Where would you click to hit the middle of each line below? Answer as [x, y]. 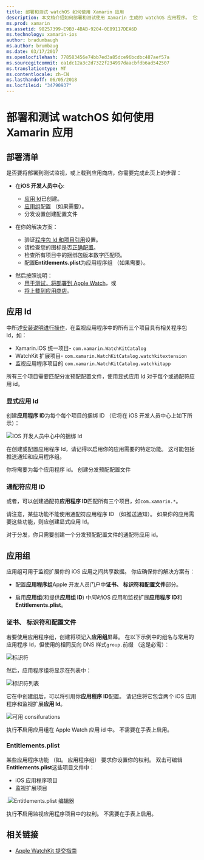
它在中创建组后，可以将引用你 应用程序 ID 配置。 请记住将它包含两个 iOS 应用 [101, 696]
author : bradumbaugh [32, 40]
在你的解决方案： [36, 227]
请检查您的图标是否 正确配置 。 [61, 247]
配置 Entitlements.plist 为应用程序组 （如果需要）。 [86, 263]
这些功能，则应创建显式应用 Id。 [52, 522]
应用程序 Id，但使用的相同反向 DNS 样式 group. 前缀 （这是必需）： [88, 644]
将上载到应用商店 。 [48, 291]
